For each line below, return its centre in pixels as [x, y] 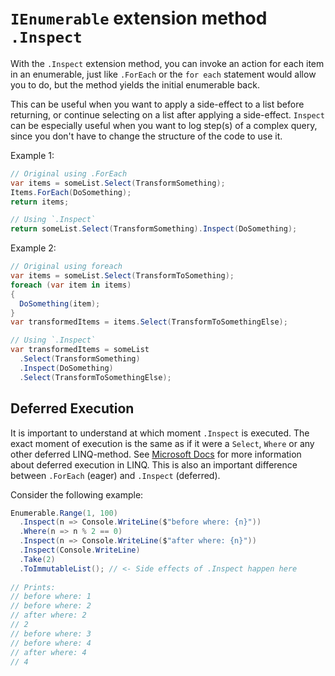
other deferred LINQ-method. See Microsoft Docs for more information [156, 454]
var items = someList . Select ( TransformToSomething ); [122, 276]
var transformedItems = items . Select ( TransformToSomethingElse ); [149, 322]
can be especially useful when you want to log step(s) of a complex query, [164, 125]
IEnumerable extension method [139, 18]
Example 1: [32, 155]
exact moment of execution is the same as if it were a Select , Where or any [162, 443]
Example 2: [33, 248]
